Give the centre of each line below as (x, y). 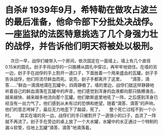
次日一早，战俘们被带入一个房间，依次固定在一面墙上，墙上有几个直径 (81, 61)
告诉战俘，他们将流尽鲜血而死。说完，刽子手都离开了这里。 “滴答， (75, 79)
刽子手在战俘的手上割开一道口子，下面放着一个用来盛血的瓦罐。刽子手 (88, 73)
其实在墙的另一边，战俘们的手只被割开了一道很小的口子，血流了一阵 (88, 115)
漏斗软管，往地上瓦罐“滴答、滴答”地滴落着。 (49, 127)
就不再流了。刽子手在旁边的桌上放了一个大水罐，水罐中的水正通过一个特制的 (81, 121)
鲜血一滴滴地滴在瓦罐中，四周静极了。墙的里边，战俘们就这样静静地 (86, 85)
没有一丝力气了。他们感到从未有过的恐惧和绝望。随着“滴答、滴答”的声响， (83, 103)
